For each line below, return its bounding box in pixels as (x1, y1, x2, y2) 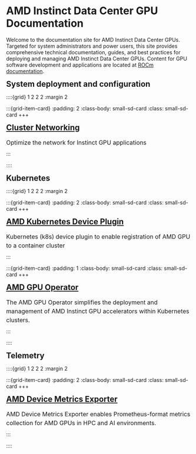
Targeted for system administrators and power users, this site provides (6, 43, 178, 50)
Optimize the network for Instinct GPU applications (6, 138, 147, 146)
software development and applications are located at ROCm (6, 61, 154, 68)
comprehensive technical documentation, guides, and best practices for (6, 48, 181, 55)
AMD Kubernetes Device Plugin (6, 217, 124, 227)
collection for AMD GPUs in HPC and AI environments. (6, 419, 157, 427)
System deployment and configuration (6, 79, 151, 89)
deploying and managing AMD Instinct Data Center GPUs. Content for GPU (6, 55, 187, 62)
